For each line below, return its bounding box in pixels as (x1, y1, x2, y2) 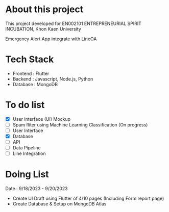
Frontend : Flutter (12, 70, 50, 76)
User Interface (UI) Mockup (12, 116, 70, 122)
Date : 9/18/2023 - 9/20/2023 (5, 185, 68, 192)
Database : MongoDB (12, 81, 58, 87)
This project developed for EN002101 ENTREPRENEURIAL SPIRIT (5, 20, 141, 26)
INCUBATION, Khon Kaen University (5, 25, 82, 32)
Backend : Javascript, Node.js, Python (12, 75, 93, 82)
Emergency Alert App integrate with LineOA (5, 36, 97, 42)
